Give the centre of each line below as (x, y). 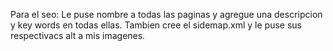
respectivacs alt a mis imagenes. (78, 35)
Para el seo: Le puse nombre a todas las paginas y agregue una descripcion (166, 14)
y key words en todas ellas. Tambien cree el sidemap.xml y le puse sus (156, 25)
